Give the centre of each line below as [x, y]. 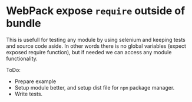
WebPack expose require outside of [96, 11]
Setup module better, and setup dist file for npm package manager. [95, 87]
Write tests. [29, 94]
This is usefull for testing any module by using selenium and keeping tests [96, 40]
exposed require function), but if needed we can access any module [89, 52]
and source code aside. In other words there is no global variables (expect [96, 46]
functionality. [22, 58]
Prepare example [35, 81]
